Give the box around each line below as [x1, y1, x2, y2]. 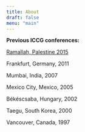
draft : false [6, 15, 39, 21]
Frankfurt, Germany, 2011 [6, 60, 69, 67]
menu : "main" [6, 20, 39, 26]
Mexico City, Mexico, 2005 [6, 84, 73, 91]
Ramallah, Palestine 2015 [6, 48, 69, 56]
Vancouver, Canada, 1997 [6, 119, 70, 126]
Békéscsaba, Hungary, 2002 [6, 95, 78, 103]
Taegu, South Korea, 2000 [6, 107, 72, 114]
